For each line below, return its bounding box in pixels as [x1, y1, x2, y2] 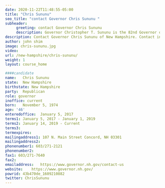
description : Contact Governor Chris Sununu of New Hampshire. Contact [5, 35, 155, 40]
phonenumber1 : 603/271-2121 [5, 144, 63, 149]
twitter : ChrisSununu [5, 176, 50, 181]
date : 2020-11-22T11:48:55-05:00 [5, 7, 74, 12]
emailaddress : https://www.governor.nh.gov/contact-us [5, 162, 124, 167]
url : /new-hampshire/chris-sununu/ [5, 53, 78, 58]
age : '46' [5, 107, 26, 112]
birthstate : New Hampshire [5, 84, 60, 89]
